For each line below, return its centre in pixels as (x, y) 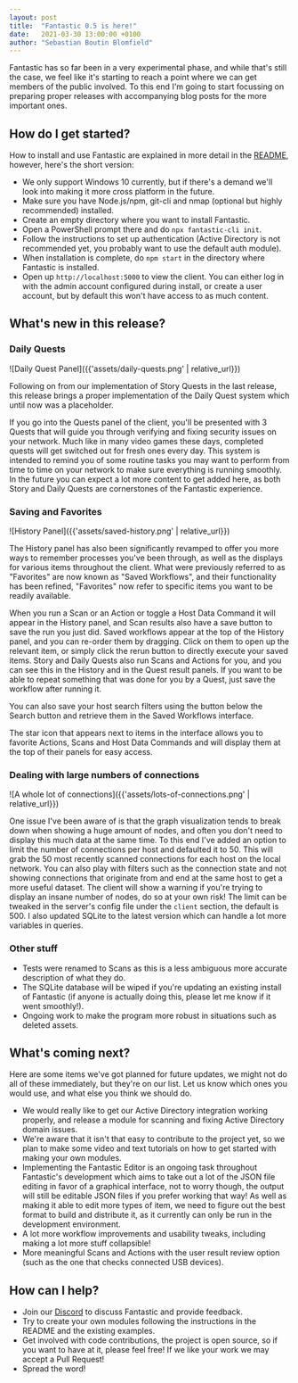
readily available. (40, 596)
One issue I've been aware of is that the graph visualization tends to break (145, 821)
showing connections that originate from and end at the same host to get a (146, 878)
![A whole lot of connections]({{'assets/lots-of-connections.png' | (130, 794)
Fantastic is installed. (60, 268)
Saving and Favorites (56, 511)
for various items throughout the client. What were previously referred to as (148, 567)
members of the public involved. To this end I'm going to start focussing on (147, 87)
